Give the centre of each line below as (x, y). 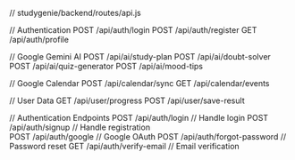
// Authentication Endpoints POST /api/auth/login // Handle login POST (139, 118)
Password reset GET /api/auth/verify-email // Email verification (124, 146)
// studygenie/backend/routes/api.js (75, 13)
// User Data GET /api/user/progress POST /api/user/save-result (127, 100)
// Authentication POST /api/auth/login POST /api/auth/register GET (133, 30)
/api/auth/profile (39, 40)
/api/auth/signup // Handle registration (80, 127)
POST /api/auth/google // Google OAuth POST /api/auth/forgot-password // (148, 136)
